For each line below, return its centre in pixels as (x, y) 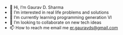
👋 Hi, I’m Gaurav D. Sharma (36, 7)
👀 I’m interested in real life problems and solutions (59, 12)
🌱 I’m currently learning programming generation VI (61, 17)
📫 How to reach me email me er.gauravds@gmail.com (64, 28)
